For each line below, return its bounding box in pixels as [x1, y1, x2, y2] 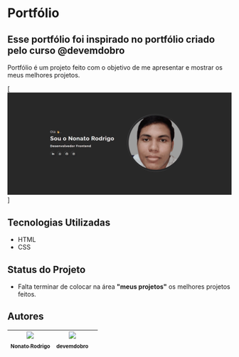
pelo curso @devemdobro [7, 44, 125, 56]
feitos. [17, 289, 37, 298]
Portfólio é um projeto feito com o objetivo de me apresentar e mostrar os [7, 63, 223, 72]
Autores [7, 311, 44, 323]
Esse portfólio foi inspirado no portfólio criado [7, 33, 216, 46]
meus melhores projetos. [7, 71, 80, 79]
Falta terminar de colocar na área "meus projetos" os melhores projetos [17, 282, 230, 291]
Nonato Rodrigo [10, 343, 51, 350]
